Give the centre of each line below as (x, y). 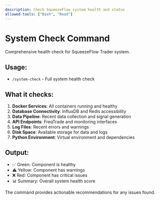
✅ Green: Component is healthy (44, 164)
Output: (17, 153)
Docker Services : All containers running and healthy (65, 106)
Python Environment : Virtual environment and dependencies (73, 137)
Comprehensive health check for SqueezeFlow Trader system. (68, 52)
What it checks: (29, 94)
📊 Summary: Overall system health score (54, 181)
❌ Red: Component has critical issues (50, 175)
